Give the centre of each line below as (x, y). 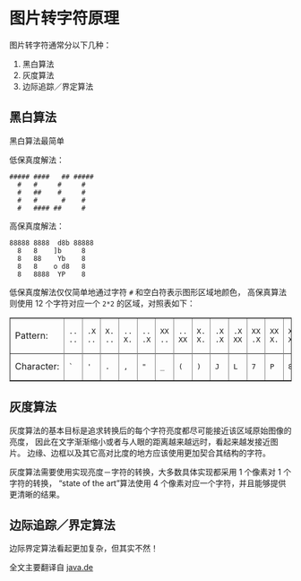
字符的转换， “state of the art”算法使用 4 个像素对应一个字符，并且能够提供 (148, 483)
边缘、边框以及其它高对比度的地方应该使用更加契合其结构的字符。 (148, 453)
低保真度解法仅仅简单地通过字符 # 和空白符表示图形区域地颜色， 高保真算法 (148, 291)
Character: (37, 367)
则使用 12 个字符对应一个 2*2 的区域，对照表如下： (102, 303)
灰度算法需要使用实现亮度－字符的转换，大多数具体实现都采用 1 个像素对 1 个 (150, 472)
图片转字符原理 (64, 18)
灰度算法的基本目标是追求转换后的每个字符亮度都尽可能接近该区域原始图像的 (150, 430)
